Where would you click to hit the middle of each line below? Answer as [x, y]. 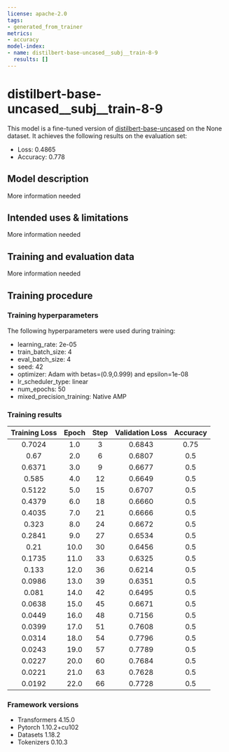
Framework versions [43, 705]
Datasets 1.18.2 [39, 735]
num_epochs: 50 [41, 389]
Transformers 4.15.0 [46, 720]
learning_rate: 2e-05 [47, 344]
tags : [15, 20]
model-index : [26, 46]
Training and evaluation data [71, 257]
